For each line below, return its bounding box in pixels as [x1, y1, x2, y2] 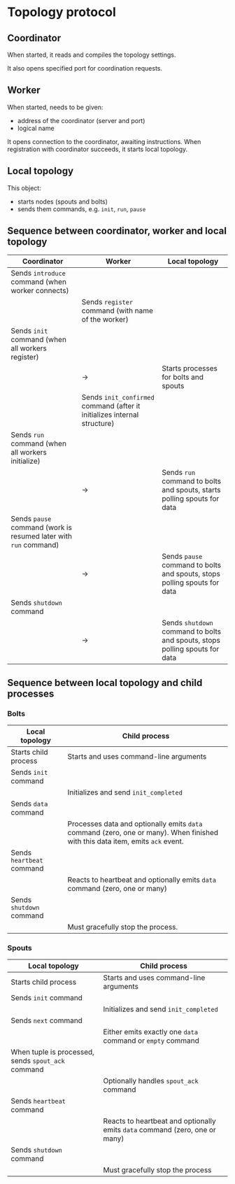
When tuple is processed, [10, 1047, 94, 1057]
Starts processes [162, 364, 218, 373]
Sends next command [10, 1015, 83, 1025]
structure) [81, 419, 115, 429]
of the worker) [81, 315, 129, 324]
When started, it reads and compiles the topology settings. [7, 50, 176, 59]
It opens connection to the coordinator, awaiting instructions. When [7, 137, 201, 145]
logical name [17, 124, 55, 132]
